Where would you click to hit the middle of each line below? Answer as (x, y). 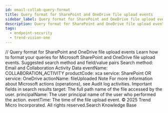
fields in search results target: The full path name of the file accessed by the (84, 89)
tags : (11, 28)
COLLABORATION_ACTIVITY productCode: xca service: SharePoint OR (78, 73)
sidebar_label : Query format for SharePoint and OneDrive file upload (80, 19)
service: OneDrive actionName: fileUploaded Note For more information (79, 78)
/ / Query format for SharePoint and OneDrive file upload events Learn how (82, 52)
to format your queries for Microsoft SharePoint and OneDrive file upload (80, 57)
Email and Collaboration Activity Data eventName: (56, 67)
